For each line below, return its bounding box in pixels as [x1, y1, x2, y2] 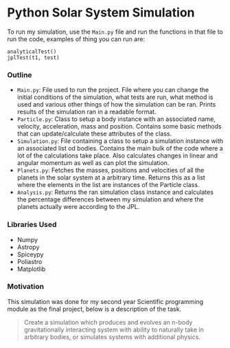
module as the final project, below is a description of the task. [7, 305, 182, 313]
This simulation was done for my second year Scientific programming [7, 297, 204, 305]
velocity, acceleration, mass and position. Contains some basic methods [16, 122, 222, 131]
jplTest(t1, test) [7, 54, 60, 61]
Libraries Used [7, 220, 57, 230]
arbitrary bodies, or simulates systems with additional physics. [23, 332, 201, 341]
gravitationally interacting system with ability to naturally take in [23, 325, 204, 334]
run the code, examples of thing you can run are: [7, 34, 146, 43]
